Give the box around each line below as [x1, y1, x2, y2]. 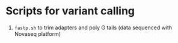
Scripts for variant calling [5, 4, 135, 18]
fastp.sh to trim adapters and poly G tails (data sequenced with [14, 24, 173, 31]
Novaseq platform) [14, 30, 61, 37]
